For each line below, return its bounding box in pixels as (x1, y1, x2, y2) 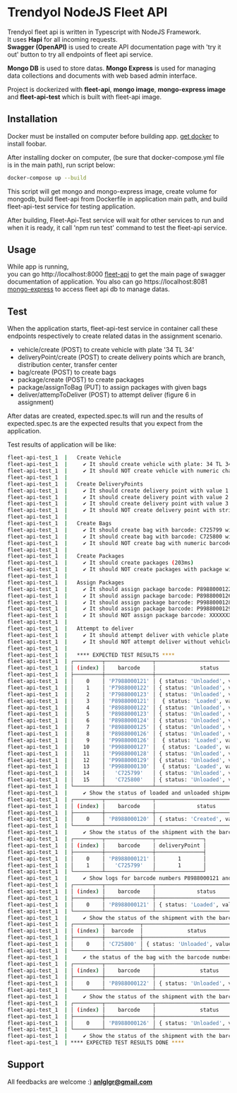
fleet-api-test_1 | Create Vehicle (7, 454, 121, 462)
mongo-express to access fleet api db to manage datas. (7, 285, 171, 293)
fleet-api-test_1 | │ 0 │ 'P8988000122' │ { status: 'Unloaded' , (7, 980, 226, 987)
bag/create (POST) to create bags (17, 368, 116, 377)
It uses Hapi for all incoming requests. (7, 35, 118, 43)
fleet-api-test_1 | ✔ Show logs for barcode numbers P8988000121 (7, 875, 219, 882)
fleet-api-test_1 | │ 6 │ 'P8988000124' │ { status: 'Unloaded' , (7, 717, 226, 725)
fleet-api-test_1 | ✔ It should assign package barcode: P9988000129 (7, 605, 232, 612)
